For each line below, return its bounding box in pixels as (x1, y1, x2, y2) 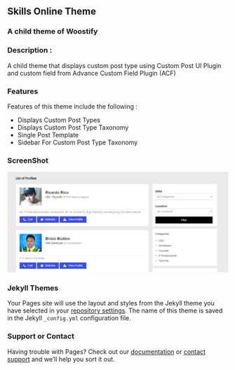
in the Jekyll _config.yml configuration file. (7, 314, 131, 322)
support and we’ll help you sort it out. (7, 355, 115, 363)
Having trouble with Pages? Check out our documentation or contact (7, 347, 206, 356)
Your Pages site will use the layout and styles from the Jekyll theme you (7, 299, 215, 308)
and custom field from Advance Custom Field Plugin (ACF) (7, 69, 177, 77)
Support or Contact (7, 331, 75, 341)
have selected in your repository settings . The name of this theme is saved (7, 306, 223, 315)
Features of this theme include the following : (7, 102, 138, 111)
